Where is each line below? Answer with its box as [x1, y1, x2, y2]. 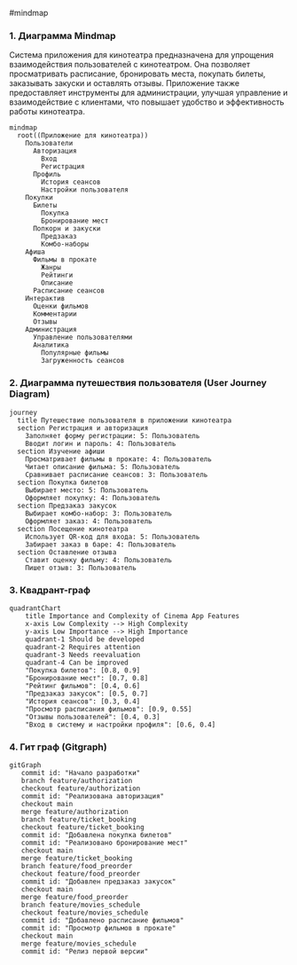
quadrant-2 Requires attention [25, 642, 141, 651]
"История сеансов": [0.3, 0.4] [25, 696, 141, 706]
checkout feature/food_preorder [20, 869, 141, 879]
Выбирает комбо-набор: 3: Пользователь [25, 509, 173, 518]
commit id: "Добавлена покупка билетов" [20, 831, 173, 840]
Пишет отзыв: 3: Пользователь [25, 563, 137, 572]
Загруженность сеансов [41, 357, 125, 365]
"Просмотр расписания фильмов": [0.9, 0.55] [25, 704, 192, 713]
